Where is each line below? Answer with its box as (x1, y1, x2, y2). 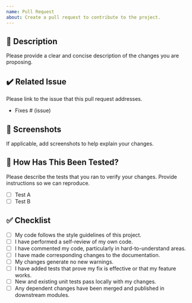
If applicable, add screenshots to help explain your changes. (6, 140, 154, 147)
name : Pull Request (6, 8, 55, 15)
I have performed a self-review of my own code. (14, 238, 133, 245)
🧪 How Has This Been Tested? (6, 157, 119, 168)
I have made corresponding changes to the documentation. (14, 251, 160, 258)
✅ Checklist (6, 215, 51, 225)
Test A (14, 191, 31, 198)
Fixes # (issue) (14, 107, 51, 114)
